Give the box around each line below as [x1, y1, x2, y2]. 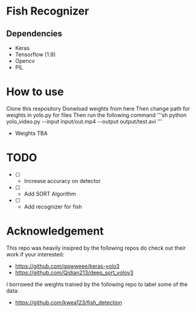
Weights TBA [15, 129, 48, 137]
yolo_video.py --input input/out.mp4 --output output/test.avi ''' [6, 118, 163, 125]
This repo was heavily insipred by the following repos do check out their [6, 244, 186, 251]
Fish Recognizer [6, 4, 90, 18]
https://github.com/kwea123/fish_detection [15, 299, 122, 306]
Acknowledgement [6, 224, 104, 238]
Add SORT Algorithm [24, 190, 76, 197]
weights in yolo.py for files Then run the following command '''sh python [6, 111, 187, 119]
